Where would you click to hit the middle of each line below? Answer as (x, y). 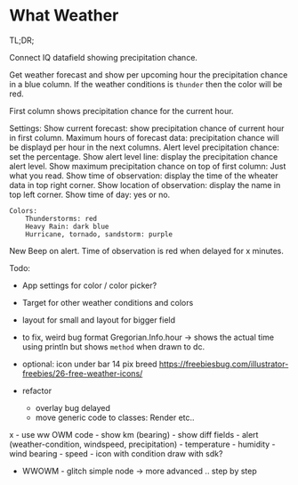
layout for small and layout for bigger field (99, 320)
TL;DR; (22, 40)
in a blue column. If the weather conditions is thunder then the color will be (146, 84)
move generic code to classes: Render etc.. (115, 417)
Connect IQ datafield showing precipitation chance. (104, 57)
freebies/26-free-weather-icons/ (82, 373)
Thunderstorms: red (61, 218)
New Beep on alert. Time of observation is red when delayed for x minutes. (147, 251)
